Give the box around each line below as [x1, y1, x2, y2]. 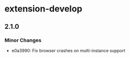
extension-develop [4, 3, 83, 14]
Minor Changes [4, 37, 42, 44]
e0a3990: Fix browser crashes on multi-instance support [11, 47, 126, 53]
